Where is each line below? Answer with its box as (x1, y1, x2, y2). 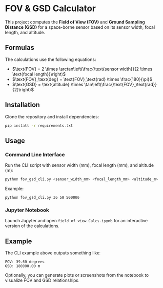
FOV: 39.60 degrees (5, 259, 45, 264)
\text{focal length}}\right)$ (12, 71, 66, 77)
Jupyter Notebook (5, 207, 49, 213)
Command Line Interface (5, 151, 65, 158)
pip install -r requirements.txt (5, 123, 73, 128)
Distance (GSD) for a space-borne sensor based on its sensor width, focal (5, 24, 155, 30)
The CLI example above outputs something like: (5, 250, 101, 256)
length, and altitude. (5, 29, 45, 35)
